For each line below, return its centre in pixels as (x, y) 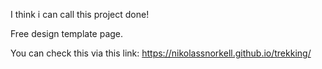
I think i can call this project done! (80, 14)
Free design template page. (67, 33)
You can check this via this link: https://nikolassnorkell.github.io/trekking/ (161, 53)
